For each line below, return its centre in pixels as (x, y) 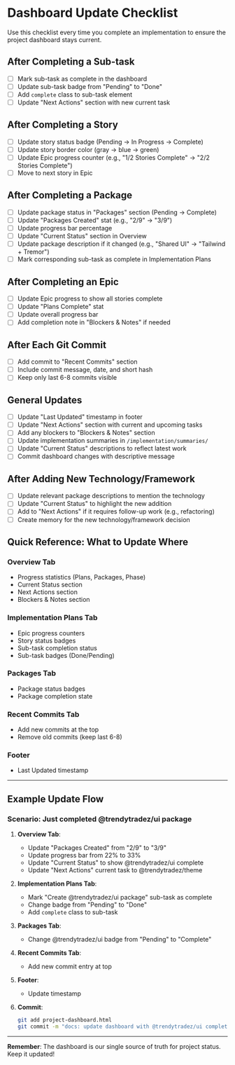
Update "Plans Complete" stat (60, 307)
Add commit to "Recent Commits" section (77, 362)
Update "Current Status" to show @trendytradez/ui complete (116, 863)
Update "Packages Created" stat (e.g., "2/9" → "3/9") (95, 220)
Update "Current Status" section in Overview (82, 236)
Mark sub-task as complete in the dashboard (82, 78)
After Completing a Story (63, 125)
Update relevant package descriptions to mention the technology (111, 496)
